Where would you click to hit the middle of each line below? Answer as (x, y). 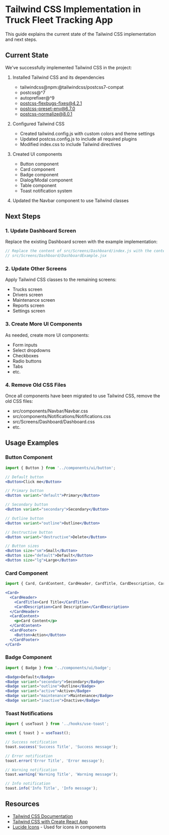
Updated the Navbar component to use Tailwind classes (71, 200)
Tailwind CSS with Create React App (50, 821)
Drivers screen (28, 295)
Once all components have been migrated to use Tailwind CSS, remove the (83, 396)
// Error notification (29, 756)
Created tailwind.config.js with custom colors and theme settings (87, 133)
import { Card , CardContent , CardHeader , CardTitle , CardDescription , (81, 584)
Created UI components (37, 154)
